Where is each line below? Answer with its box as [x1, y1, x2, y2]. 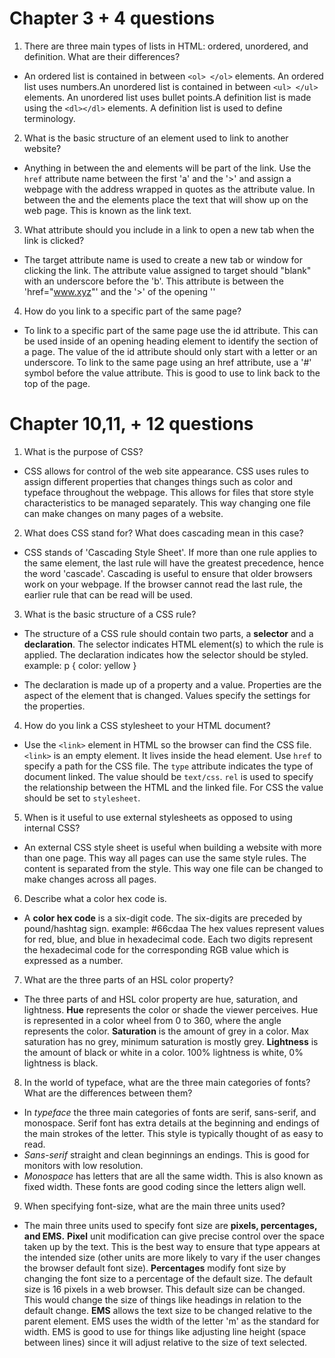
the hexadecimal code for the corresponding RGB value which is [23, 943, 289, 956]
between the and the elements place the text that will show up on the [23, 193, 309, 206]
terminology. [23, 112, 76, 124]
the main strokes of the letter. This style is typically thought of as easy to [23, 1127, 324, 1139]
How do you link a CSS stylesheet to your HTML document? [23, 719, 271, 731]
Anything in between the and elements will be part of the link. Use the [23, 162, 312, 174]
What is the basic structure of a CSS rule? [23, 608, 197, 620]
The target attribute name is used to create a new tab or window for [23, 253, 303, 266]
